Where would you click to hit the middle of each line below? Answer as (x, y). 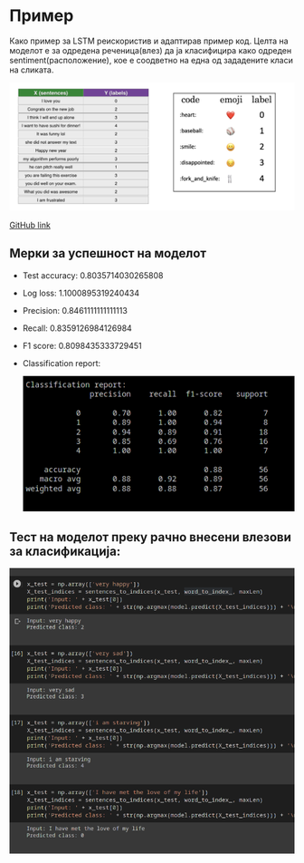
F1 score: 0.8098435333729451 (82, 345)
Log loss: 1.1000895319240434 (81, 293)
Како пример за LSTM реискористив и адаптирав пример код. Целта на (149, 41)
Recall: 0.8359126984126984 (77, 328)
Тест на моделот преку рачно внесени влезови (150, 537)
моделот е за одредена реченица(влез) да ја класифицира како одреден (151, 50)
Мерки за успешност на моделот (108, 253)
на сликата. (32, 70)
